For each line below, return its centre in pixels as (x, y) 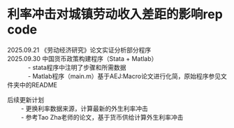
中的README (38, 85)
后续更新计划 (25, 99)
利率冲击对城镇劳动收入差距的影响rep (115, 14)
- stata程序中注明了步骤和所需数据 (77, 67)
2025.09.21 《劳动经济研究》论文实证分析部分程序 (79, 50)
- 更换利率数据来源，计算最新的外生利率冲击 (84, 108)
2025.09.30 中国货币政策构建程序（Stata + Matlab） (82, 58)
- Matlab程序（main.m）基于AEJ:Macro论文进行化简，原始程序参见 (124, 76)
